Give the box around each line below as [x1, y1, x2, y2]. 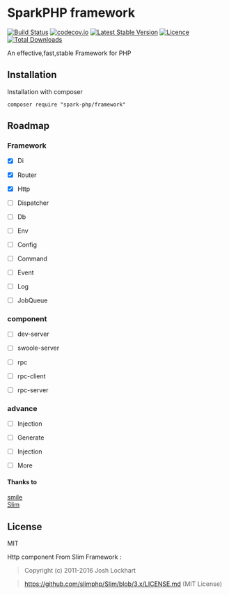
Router [17, 171, 37, 179]
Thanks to [7, 477, 37, 486]
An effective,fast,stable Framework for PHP [7, 49, 132, 57]
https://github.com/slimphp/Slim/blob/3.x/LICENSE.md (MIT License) [24, 580, 223, 588]
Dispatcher [17, 199, 49, 207]
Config [17, 240, 37, 249]
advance [7, 403, 38, 413]
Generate [17, 433, 45, 442]
